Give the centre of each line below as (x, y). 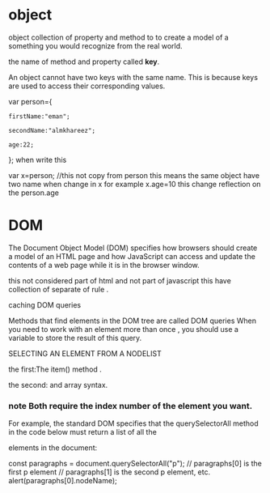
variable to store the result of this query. (75, 338)
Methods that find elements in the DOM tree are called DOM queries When (133, 321)
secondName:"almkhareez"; (52, 130)
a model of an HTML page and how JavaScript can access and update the (132, 256)
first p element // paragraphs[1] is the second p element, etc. (110, 472)
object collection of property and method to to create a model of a (118, 37)
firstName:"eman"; (39, 116)
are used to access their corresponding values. (87, 86)
